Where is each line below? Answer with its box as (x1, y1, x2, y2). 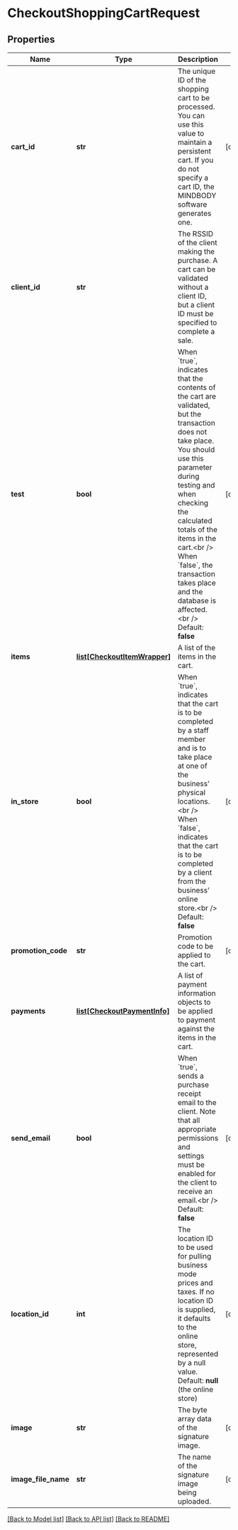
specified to (177, 318, 217, 328)
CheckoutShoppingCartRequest (7, 5, 200, 21)
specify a (177, 173, 209, 183)
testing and (177, 480, 215, 490)
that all (177, 1116, 200, 1125)
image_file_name (11, 1475, 69, 1484)
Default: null (177, 1376, 219, 1385)
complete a (177, 327, 215, 336)
